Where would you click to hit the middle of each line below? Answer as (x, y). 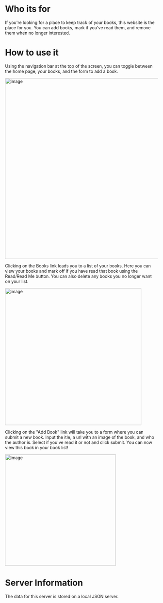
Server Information (44, 583)
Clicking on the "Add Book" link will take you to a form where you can (74, 432)
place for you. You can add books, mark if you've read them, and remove (78, 27)
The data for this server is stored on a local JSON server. (62, 596)
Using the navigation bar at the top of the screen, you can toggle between (79, 66)
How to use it (32, 53)
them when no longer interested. (38, 33)
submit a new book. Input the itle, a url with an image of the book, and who (80, 437)
